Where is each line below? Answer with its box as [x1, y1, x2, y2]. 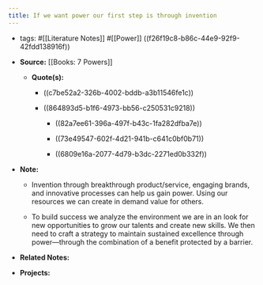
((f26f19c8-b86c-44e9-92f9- [143, 33, 240, 43]
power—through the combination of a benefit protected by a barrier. [31, 237, 254, 246]
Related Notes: [19, 253, 70, 262]
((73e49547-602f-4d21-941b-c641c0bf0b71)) [54, 134, 205, 143]
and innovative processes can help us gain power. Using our [31, 188, 228, 198]
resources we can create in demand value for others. [31, 196, 204, 206]
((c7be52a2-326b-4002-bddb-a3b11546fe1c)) [43, 88, 194, 97]
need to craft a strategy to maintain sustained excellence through [31, 229, 244, 238]
